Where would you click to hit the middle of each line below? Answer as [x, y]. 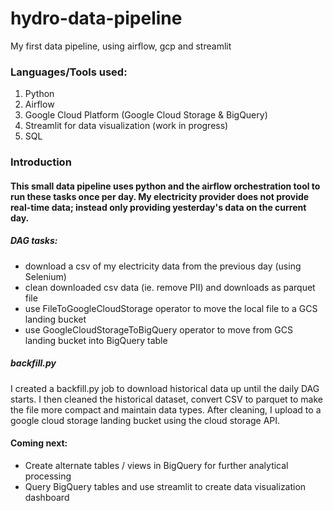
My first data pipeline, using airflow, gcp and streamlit [121, 46]
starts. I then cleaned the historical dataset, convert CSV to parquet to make [167, 399]
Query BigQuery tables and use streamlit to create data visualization [165, 486]
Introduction [41, 162]
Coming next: [39, 443]
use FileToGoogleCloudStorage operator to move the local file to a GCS [171, 308]
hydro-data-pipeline [96, 18]
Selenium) [45, 276]
